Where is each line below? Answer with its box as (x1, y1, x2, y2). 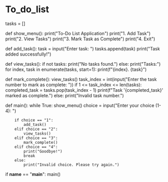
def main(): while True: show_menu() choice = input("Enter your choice (5, 102, 154, 108)
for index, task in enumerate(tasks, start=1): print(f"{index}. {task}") (5, 66, 147, 72)
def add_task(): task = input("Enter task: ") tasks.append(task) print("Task (5, 45, 160, 51)
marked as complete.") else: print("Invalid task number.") (5, 92, 124, 98)
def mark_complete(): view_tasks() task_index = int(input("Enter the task (5, 76, 157, 82)
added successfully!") (5, 51, 52, 57)
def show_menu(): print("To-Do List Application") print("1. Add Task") (5, 30, 151, 36)
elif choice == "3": (14, 135, 58, 141)
